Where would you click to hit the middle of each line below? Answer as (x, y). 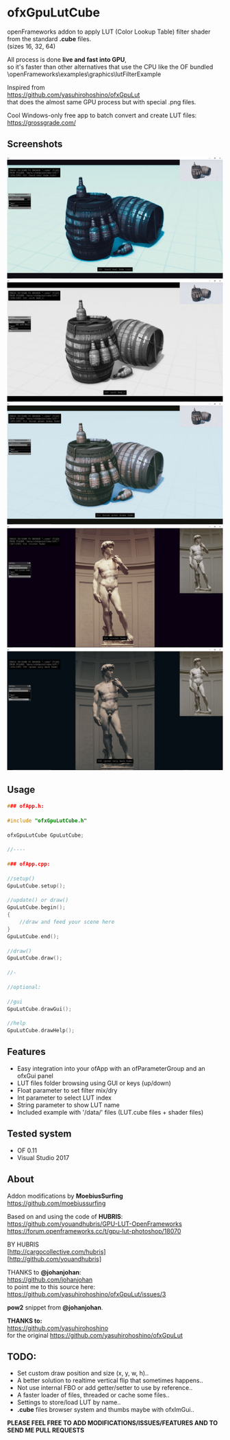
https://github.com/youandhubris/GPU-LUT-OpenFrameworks (95, 1224)
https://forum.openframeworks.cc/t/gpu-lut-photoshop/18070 (94, 1231)
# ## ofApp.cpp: (29, 864)
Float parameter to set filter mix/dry (67, 1090)
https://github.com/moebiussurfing (56, 1203)
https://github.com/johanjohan (50, 1279)
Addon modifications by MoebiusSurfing (65, 1196)
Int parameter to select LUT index (64, 1098)
